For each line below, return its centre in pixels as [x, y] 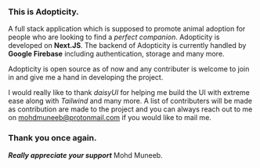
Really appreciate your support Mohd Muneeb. [85, 155]
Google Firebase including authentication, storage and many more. [116, 54]
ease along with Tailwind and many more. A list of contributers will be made [130, 101]
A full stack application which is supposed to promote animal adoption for [127, 29]
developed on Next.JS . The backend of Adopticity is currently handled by [127, 46]
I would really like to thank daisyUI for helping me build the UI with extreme [129, 93]
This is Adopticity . [44, 12]
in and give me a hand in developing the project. [86, 78]
